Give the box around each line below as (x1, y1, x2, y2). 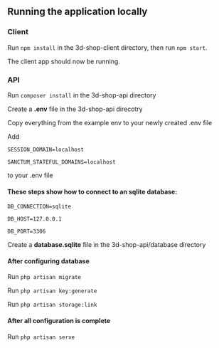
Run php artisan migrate (7, 273, 82, 281)
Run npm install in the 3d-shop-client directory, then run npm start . (7, 43, 208, 52)
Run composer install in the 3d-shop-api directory (7, 90, 156, 99)
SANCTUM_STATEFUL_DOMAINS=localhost (7, 158, 116, 166)
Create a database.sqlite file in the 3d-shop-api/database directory (7, 241, 206, 249)
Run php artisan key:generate (7, 286, 97, 295)
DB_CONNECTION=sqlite (7, 203, 72, 211)
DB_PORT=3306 (7, 228, 46, 236)
